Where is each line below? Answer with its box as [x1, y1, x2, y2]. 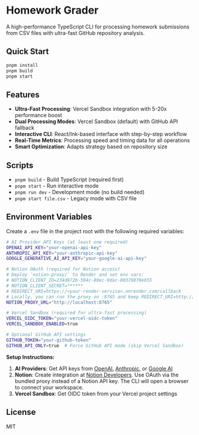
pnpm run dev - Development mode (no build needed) [14, 189, 145, 195]
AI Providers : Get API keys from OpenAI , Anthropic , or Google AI [14, 365, 173, 372]
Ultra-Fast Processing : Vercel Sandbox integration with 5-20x [14, 105, 167, 112]
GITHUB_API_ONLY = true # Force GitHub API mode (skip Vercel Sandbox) [6, 343, 184, 349]
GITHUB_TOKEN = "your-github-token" [6, 337, 92, 343]
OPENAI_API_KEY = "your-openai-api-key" [6, 244, 102, 250]
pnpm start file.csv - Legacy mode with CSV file [14, 195, 137, 202]
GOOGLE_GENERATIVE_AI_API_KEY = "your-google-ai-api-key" [6, 256, 147, 262]
